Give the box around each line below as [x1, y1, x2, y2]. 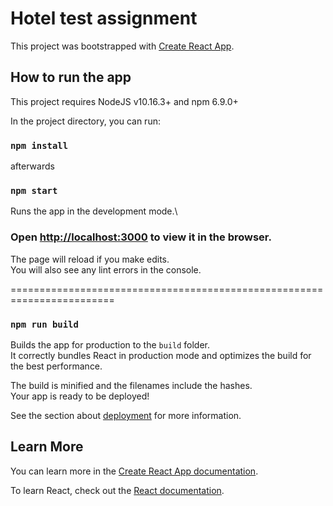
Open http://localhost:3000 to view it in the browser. [10, 230, 272, 244]
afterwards [10, 160, 55, 172]
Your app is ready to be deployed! [10, 390, 150, 402]
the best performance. [10, 360, 103, 372]
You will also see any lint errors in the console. [10, 263, 202, 276]
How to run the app [10, 69, 132, 86]
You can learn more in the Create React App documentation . [10, 465, 259, 477]
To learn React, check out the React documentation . [10, 484, 225, 496]
